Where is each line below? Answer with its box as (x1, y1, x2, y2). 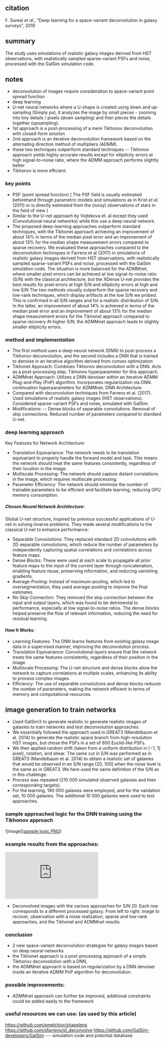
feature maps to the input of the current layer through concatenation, (12, 563, 154, 569)
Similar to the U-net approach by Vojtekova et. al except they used (12, 213, 148, 219)
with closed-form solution (12, 130, 65, 136)
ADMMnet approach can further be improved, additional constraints (12, 993, 151, 999)
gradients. (12, 573, 33, 579)
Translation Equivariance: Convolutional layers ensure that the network (12, 649, 157, 654)
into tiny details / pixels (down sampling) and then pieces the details (12, 115, 151, 121)
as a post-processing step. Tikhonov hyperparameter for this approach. (12, 369, 159, 375)
